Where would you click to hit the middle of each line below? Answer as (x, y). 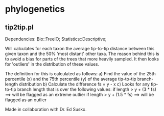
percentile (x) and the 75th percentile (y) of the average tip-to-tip (71, 79)
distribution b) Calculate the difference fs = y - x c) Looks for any (84, 84)
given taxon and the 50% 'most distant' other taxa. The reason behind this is (82, 54)
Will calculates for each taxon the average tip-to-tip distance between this (80, 48)
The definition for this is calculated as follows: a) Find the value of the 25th (80, 74)
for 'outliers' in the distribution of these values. (52, 64)
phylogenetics (35, 9)
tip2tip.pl (19, 27)
